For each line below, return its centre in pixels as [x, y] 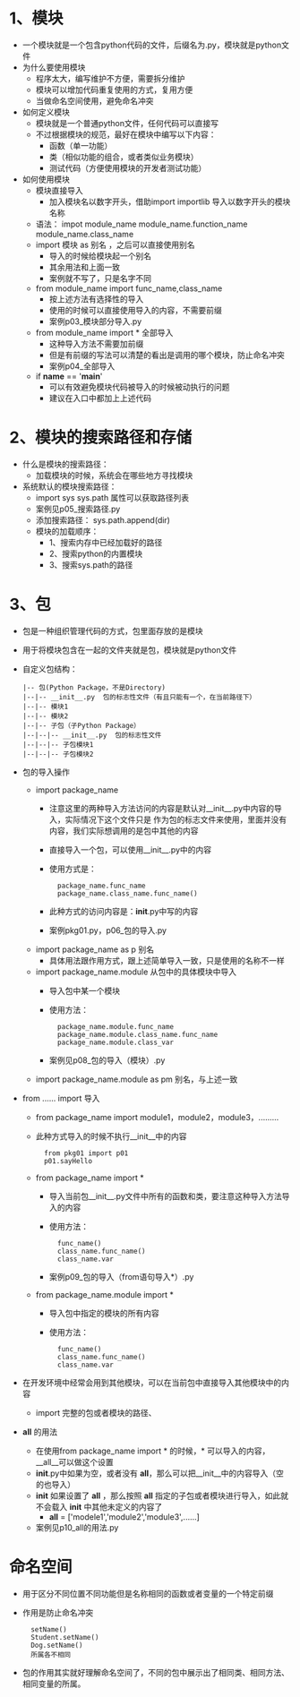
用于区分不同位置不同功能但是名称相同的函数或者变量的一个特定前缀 [148, 1593]
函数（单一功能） [81, 145]
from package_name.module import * [105, 1294]
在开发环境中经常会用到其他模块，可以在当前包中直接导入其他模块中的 [152, 1382]
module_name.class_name [85, 234]
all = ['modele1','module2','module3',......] [124, 1517]
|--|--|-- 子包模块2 [58, 754]
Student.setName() [65, 1637]
